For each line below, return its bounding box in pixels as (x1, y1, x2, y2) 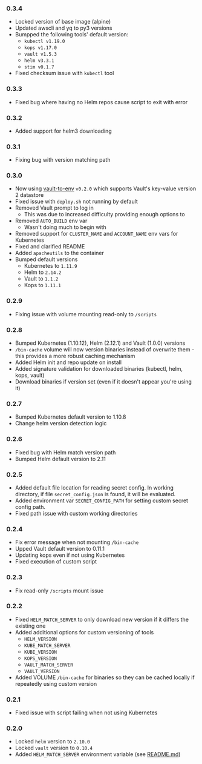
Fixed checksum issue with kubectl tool (15, 70, 114, 77)
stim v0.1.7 (24, 64, 54, 70)
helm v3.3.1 (24, 58, 54, 64)
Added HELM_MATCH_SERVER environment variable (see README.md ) (15, 751, 181, 758)
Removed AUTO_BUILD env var (15, 217, 88, 225)
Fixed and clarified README (15, 243, 85, 250)
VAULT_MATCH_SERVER (24, 662, 74, 668)
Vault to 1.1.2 (24, 275, 59, 282)
